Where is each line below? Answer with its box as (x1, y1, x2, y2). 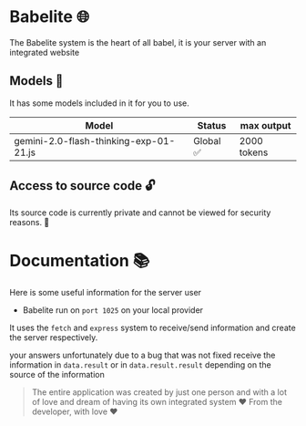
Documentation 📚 (9, 250, 150, 271)
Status (197, 119, 227, 131)
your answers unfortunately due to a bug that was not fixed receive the (9, 349, 276, 360)
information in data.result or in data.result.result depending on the (9, 358, 271, 370)
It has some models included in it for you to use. (9, 98, 189, 109)
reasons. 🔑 (9, 216, 50, 227)
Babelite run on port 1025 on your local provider (22, 304, 203, 316)
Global (192, 134, 221, 147)
